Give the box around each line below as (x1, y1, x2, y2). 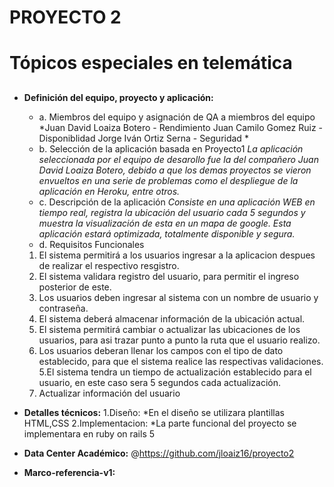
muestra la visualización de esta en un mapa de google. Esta (38, 217, 292, 229)
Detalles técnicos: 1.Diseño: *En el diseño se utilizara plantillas (23, 406, 285, 418)
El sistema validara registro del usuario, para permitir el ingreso (38, 270, 300, 282)
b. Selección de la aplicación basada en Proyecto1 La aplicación (38, 142, 304, 155)
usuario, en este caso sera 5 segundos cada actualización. (38, 376, 282, 388)
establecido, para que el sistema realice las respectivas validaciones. (38, 355, 324, 367)
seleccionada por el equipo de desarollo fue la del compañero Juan (38, 153, 319, 165)
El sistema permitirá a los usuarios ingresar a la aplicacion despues (38, 249, 316, 261)
